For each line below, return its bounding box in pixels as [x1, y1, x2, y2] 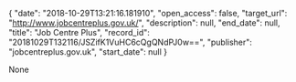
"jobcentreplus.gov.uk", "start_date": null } [8, 46, 168, 57]
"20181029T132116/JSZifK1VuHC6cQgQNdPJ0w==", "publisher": [8, 36, 253, 47]
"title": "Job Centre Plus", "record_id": [8, 27, 150, 37]
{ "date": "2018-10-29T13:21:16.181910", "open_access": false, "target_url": [8, 8, 288, 18]
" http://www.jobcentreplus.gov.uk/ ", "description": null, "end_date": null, [8, 17, 280, 28]
